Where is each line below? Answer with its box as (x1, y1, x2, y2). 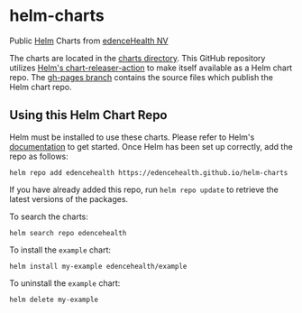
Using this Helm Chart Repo (9, 107, 168, 123)
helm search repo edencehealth (9, 228, 127, 237)
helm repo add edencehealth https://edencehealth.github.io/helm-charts (9, 168, 288, 177)
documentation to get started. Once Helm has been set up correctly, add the (9, 141, 293, 152)
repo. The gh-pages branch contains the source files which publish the (9, 71, 273, 82)
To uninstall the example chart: (9, 277, 121, 289)
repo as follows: (9, 151, 69, 161)
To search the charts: (9, 211, 88, 222)
